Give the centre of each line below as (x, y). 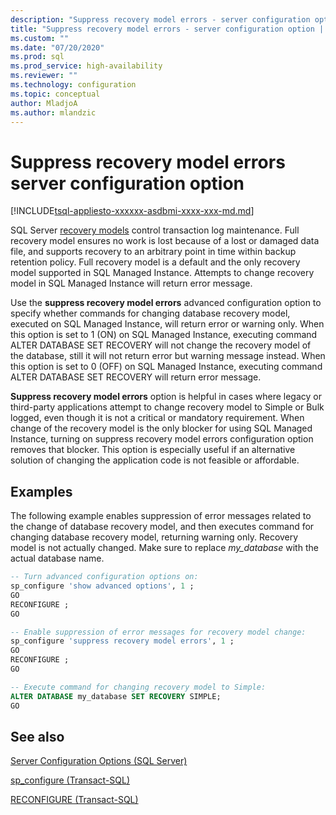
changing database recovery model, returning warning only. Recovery (154, 537)
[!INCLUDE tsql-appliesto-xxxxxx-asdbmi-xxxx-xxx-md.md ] (132, 211)
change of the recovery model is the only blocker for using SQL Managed (161, 428)
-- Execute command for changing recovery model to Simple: (138, 687)
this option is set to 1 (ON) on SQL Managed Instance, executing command (164, 335)
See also (37, 736)
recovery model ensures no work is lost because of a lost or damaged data (165, 241)
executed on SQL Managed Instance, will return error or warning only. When (167, 324)
